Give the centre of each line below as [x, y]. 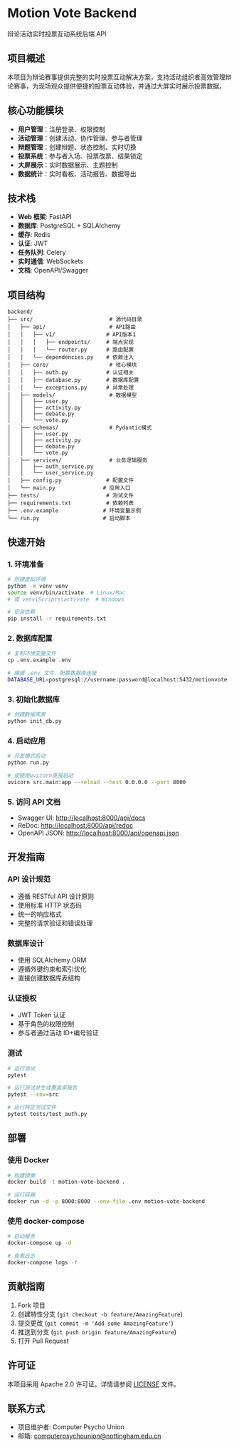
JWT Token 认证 [42, 1015]
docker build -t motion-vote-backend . [67, 1182]
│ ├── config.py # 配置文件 [70, 481]
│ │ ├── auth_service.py [51, 467]
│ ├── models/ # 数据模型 [72, 395]
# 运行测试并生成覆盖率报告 [43, 1088]
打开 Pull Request [43, 1341]
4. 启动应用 [26, 741]
